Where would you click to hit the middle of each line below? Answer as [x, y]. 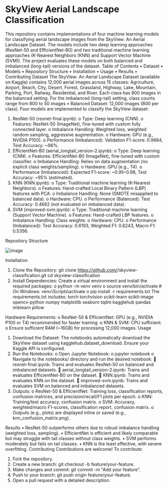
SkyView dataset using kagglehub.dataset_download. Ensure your [81, 343]
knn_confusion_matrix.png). [41, 418]
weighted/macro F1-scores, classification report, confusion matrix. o [83, 407]
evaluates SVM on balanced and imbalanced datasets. [68, 386]
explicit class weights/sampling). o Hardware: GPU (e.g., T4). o [77, 167]
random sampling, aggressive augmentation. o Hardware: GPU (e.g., [83, 134]
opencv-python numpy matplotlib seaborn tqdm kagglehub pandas [82, 302]
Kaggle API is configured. [39, 348]
